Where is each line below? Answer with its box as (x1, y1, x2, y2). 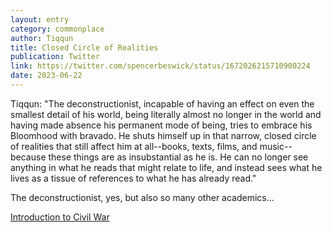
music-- (259, 140, 293, 152)
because (10, 151, 47, 163)
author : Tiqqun (10, 33, 74, 43)
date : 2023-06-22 (10, 71, 83, 81)
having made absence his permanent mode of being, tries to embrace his (10, 119, 313, 131)
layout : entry (10, 14, 70, 25)
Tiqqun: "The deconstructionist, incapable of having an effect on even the (10, 97, 315, 110)
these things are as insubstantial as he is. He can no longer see (48, 151, 309, 163)
